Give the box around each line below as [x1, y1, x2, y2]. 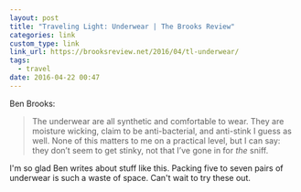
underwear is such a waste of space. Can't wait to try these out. [9, 172, 252, 183]
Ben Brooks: [9, 98, 56, 109]
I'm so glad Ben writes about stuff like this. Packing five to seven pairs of [9, 162, 284, 174]
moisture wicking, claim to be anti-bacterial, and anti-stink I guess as [31, 125, 293, 136]
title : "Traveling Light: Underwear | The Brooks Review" [9, 22, 235, 31]
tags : [9, 56, 30, 65]
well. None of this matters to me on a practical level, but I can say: [31, 134, 281, 146]
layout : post [9, 13, 59, 23]
